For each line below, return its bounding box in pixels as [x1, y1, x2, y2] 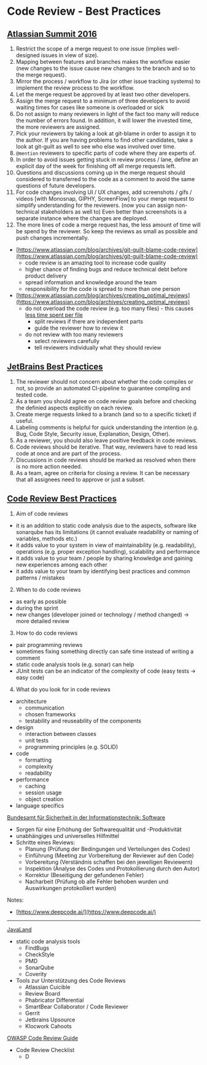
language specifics [15, 802, 64, 809]
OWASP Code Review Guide [7, 1034, 79, 1042]
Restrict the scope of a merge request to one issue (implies [15, 45, 166, 52]
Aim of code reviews [15, 509, 68, 517]
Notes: [7, 896, 24, 904]
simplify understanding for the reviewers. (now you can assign [15, 201, 174, 209]
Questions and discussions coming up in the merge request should [15, 169, 186, 176]
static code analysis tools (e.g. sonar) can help [15, 660, 135, 668]
